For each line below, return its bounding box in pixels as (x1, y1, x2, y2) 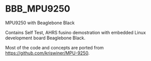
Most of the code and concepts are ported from (5, 44, 104, 50)
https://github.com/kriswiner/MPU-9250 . (5, 50, 90, 56)
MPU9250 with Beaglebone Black (5, 20, 75, 26)
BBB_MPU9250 (5, 3, 70, 15)
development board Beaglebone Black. (5, 35, 86, 41)
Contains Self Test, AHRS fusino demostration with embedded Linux (5, 29, 146, 35)
